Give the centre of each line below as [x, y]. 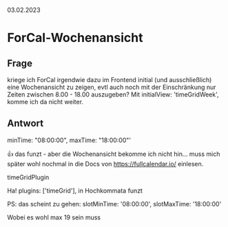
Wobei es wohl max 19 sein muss [54, 217]
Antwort [25, 124]
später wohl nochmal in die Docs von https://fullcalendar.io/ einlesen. [105, 164]
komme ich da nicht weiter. [45, 102]
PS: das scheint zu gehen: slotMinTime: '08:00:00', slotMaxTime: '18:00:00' [114, 204]
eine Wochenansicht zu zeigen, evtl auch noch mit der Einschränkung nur [112, 87]
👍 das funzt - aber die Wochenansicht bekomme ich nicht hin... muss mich [114, 154]
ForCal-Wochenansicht [75, 38]
